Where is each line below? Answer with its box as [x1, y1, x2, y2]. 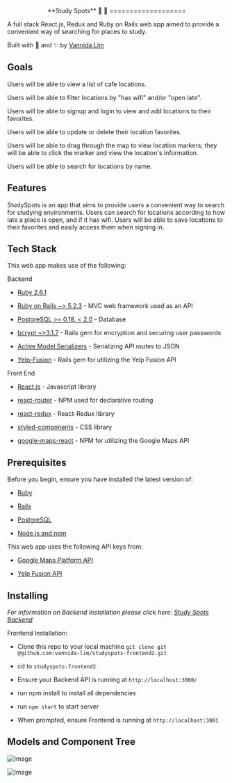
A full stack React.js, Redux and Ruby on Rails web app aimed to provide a [7, 20, 219, 28]
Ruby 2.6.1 [17, 289, 47, 297]
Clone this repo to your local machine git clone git [17, 643, 167, 651]
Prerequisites [7, 456, 67, 469]
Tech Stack [7, 243, 57, 255]
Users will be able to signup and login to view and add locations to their [7, 106, 212, 115]
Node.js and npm [17, 529, 67, 538]
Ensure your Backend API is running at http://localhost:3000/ [17, 675, 198, 684]
